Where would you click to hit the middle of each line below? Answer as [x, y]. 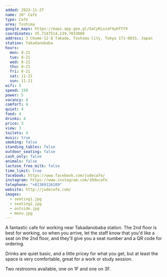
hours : [12, 48]
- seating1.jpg [26, 199]
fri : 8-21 [20, 72]
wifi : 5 [13, 85]
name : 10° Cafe [21, 15]
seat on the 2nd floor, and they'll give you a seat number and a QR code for [83, 238]
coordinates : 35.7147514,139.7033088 [45, 34]
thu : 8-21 [20, 67]
